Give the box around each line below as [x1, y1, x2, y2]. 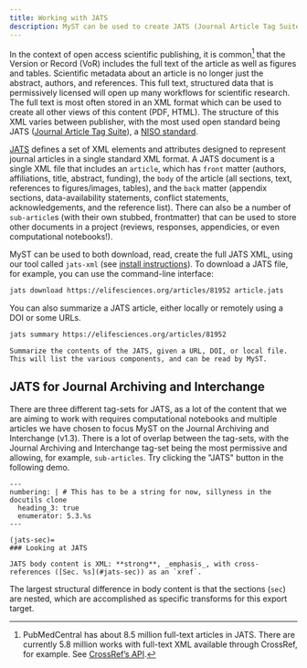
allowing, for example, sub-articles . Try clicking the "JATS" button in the [9, 451, 284, 462]
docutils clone [9, 495, 68, 504]
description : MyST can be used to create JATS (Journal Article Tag [9, 22, 276, 31]
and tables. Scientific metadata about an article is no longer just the [9, 68, 264, 79]
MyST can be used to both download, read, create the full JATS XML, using [9, 249, 293, 260]
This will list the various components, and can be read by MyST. [9, 354, 268, 364]
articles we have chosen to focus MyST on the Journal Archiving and [9, 422, 270, 434]
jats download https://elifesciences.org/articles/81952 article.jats [9, 286, 284, 295]
